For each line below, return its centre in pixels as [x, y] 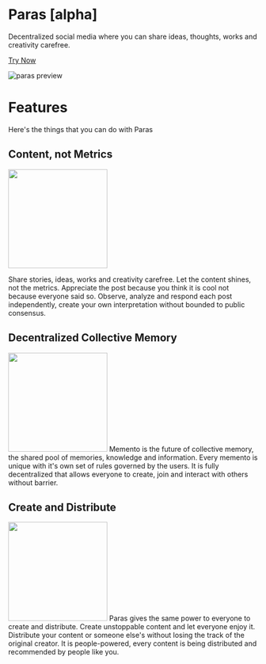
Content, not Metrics [61, 155]
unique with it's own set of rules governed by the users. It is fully [114, 465]
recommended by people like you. [64, 652]
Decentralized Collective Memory [93, 338]
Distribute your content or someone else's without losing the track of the [127, 636]
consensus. [27, 313]
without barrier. [33, 482]
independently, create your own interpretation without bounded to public [127, 304]
